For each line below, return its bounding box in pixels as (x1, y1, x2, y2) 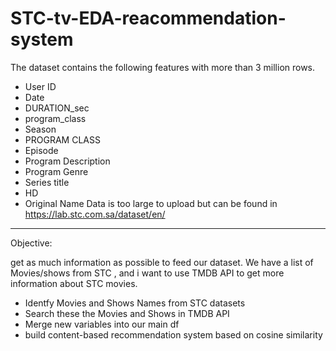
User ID (24, 80, 57, 92)
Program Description (24, 155, 111, 167)
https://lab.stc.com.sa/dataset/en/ (24, 208, 166, 220)
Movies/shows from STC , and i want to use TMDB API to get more (10, 267, 285, 279)
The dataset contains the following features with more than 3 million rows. (10, 61, 316, 73)
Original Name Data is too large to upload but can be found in (24, 197, 278, 209)
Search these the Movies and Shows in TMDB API (24, 307, 230, 319)
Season (24, 123, 57, 135)
